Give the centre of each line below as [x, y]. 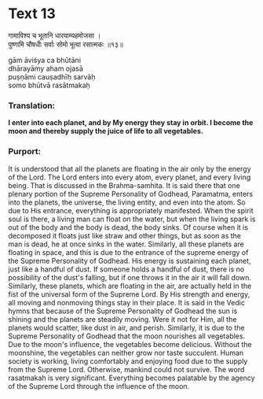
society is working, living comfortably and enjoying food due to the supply [128, 361]
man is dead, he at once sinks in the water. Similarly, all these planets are [126, 244]
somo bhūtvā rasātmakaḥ [49, 85]
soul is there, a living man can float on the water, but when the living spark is [132, 219]
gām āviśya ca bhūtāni [44, 60]
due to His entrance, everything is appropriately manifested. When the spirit [131, 210]
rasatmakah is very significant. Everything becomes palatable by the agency [131, 378]
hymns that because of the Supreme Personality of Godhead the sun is [123, 311]
